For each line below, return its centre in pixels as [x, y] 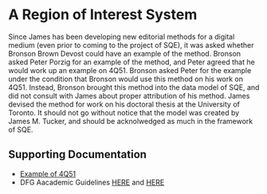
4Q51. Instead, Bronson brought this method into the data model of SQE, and [134, 87]
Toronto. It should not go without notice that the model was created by [124, 112]
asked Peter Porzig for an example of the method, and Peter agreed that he [132, 62]
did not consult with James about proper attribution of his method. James [129, 95]
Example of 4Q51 [48, 173]
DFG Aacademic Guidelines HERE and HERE [92, 182]
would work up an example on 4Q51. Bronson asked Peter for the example [130, 70]
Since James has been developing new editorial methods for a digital [122, 37]
